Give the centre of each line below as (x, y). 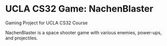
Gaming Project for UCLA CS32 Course (46, 23)
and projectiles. (22, 38)
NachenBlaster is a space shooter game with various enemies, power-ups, (83, 32)
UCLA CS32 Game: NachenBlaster (79, 9)
